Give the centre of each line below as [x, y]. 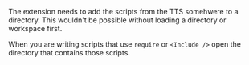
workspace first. [35, 28]
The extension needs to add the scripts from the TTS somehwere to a [123, 12]
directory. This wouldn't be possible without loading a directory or [117, 20]
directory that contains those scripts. [69, 53]
